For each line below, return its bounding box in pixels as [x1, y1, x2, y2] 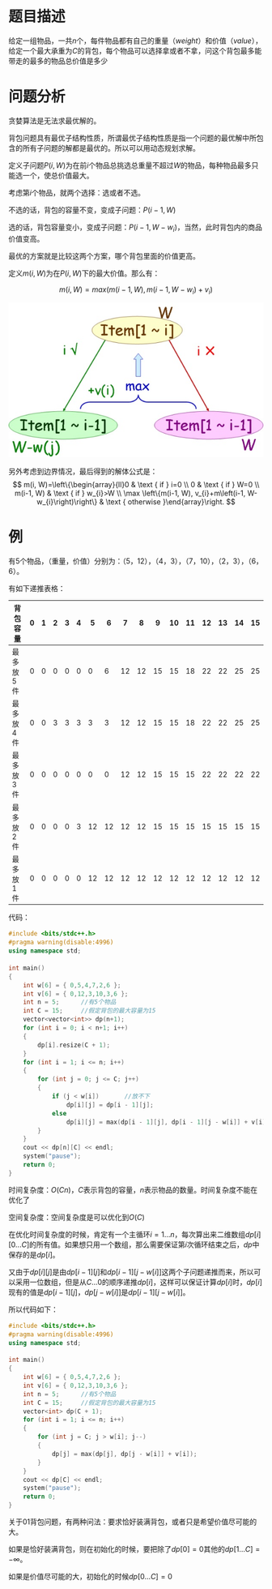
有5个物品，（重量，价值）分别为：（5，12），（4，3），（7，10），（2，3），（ [8, 556, 253, 566]
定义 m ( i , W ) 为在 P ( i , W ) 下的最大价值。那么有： [8, 268, 160, 278]
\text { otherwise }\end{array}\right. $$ [105, 497, 236, 507]
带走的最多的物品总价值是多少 [8, 56, 108, 66]
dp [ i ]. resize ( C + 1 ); [37, 1041, 111, 1049]
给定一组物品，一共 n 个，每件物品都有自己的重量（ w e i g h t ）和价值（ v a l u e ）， [8, 36, 263, 45]
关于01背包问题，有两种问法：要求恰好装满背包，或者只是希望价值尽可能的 [8, 1517, 257, 1527]
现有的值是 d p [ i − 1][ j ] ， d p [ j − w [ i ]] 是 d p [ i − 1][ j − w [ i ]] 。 [8, 1287, 190, 1297]
